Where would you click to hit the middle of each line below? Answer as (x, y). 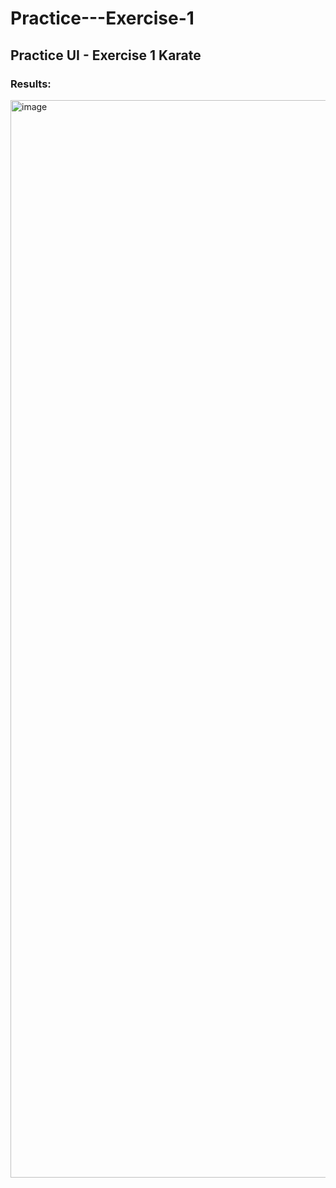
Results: (31, 84)
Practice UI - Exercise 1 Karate (106, 55)
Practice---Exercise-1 (102, 18)
